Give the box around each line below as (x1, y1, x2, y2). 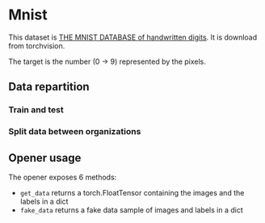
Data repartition (8, 80, 90, 94)
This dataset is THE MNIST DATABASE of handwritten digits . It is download (8, 32, 258, 42)
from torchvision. (8, 40, 65, 50)
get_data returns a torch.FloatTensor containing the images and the (19, 187, 245, 197)
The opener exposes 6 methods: (8, 172, 117, 182)
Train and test (8, 104, 65, 116)
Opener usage (8, 151, 82, 165)
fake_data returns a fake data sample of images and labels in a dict (19, 204, 244, 215)
